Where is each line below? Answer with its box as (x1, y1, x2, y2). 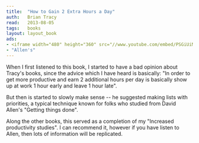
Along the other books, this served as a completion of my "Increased (6, 118, 174, 125)
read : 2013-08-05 (6, 19, 54, 25)
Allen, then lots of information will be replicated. (6, 130, 123, 137)
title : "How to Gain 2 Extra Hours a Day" (6, 8, 115, 15)
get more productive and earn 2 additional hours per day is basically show (6, 76, 188, 83)
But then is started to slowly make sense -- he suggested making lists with (6, 93, 188, 100)
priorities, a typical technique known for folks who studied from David (6, 100, 176, 107)
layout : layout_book (6, 31, 57, 37)
